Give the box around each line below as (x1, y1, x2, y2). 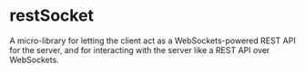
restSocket (9, 5, 94, 26)
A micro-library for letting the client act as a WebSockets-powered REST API (9, 35, 296, 46)
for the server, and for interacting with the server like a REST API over (9, 44, 270, 55)
